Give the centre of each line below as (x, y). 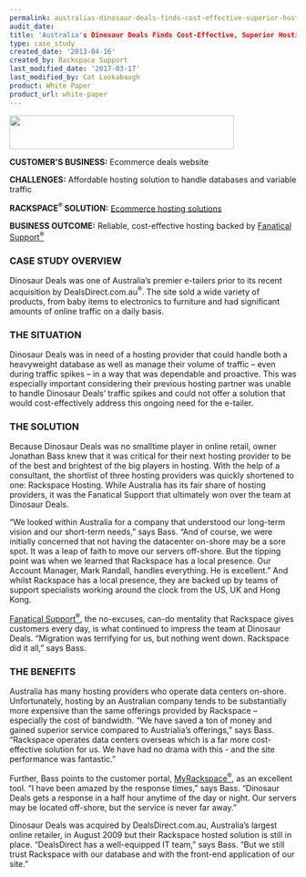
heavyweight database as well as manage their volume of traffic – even (143, 365)
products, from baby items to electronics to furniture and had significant (145, 301)
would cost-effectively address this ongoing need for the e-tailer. (132, 403)
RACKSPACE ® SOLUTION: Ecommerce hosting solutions (116, 208)
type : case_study (42, 43)
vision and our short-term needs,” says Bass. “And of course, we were (141, 532)
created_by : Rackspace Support (69, 60)
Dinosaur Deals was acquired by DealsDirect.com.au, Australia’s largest (143, 825)
